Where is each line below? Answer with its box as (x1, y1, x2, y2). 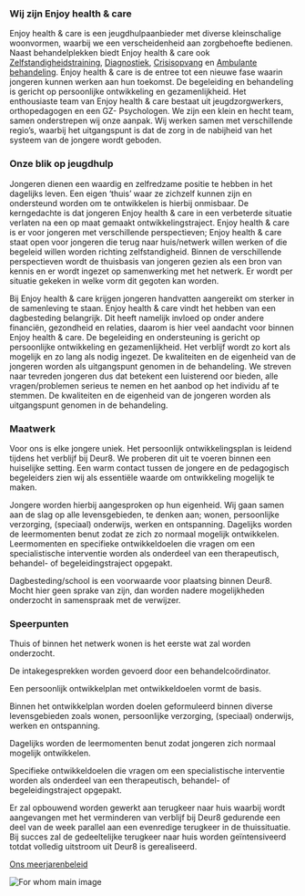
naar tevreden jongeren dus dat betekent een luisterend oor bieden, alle (9, 370, 280, 381)
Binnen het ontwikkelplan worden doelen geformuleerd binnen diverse (9, 701, 273, 712)
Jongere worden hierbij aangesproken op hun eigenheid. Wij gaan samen (9, 499, 285, 510)
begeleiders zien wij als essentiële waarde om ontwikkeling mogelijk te (9, 472, 275, 483)
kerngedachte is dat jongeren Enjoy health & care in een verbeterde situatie (9, 207, 293, 218)
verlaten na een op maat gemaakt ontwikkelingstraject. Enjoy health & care (9, 217, 290, 228)
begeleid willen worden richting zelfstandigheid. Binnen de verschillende (9, 245, 282, 257)
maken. (9, 482, 37, 493)
